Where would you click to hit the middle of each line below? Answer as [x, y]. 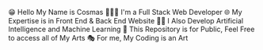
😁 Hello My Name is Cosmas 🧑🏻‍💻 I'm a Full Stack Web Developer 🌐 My [125, 12]
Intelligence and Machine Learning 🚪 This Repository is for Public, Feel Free [131, 29]
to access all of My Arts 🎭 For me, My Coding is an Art [98, 38]
